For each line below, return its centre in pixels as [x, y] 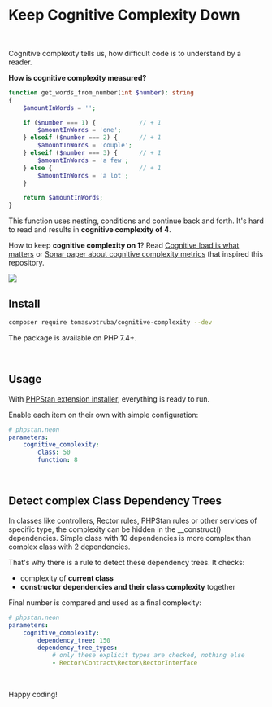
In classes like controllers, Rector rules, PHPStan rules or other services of [133, 520]
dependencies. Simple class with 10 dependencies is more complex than [130, 538]
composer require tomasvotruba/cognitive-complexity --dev [110, 323]
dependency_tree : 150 [74, 640]
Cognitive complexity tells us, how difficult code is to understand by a [125, 53]
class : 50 [54, 452]
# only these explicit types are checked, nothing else [148, 656]
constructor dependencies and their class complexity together [128, 586]
